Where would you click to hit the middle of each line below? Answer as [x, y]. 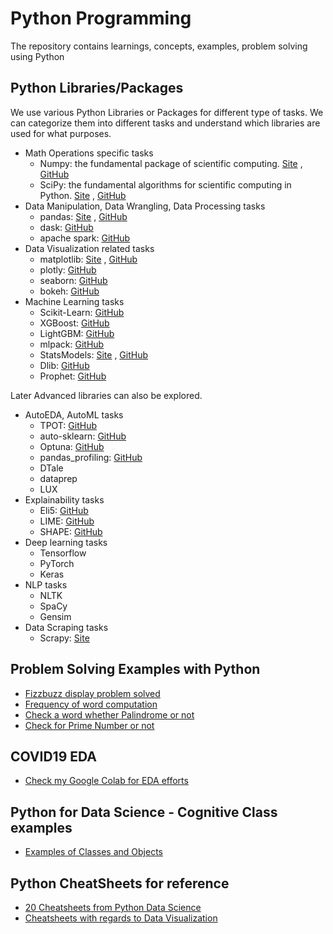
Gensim [55, 616]
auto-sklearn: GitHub [83, 436]
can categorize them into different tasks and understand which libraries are [165, 123]
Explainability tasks [64, 499]
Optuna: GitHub [72, 446]
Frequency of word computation [91, 704]
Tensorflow [63, 553]
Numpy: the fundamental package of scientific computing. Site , [171, 163]
